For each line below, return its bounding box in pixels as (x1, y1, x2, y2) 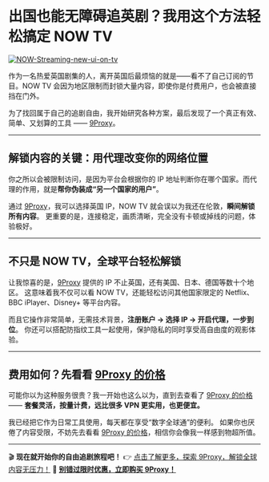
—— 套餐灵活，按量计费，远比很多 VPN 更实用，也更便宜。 (8, 400, 204, 410)
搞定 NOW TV (22, 27, 114, 46)
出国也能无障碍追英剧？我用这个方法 (8, 7, 247, 26)
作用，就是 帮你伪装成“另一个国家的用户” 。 (22, 184, 164, 193)
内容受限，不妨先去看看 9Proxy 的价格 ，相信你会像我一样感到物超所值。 (22, 427, 260, 437)
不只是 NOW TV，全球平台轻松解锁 (8, 254, 182, 269)
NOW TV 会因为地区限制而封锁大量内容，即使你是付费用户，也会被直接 (22, 81, 257, 91)
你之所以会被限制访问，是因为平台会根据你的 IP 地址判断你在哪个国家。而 (8, 174, 251, 184)
